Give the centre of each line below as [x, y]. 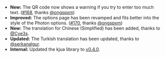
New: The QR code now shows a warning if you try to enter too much [82, 7]
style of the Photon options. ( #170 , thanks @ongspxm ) [66, 23]
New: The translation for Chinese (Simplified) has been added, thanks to [85, 28]
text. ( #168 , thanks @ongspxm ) [42, 12]
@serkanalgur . [25, 44]
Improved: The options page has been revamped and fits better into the [85, 18]
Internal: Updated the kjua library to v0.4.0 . [55, 49]
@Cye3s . [19, 33]
